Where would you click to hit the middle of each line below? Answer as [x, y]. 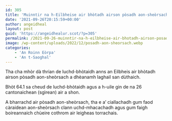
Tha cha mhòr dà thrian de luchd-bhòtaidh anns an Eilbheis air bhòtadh [80, 72]
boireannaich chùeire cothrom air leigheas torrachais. [62, 113]
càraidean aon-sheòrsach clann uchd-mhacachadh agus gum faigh [77, 108]
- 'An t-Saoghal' [33, 57]
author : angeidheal [26, 24]
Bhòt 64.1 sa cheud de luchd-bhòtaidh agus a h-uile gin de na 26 [73, 87]
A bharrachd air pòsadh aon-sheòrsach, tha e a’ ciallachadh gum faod [79, 102]
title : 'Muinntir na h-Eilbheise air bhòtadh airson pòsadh [71, 15]
